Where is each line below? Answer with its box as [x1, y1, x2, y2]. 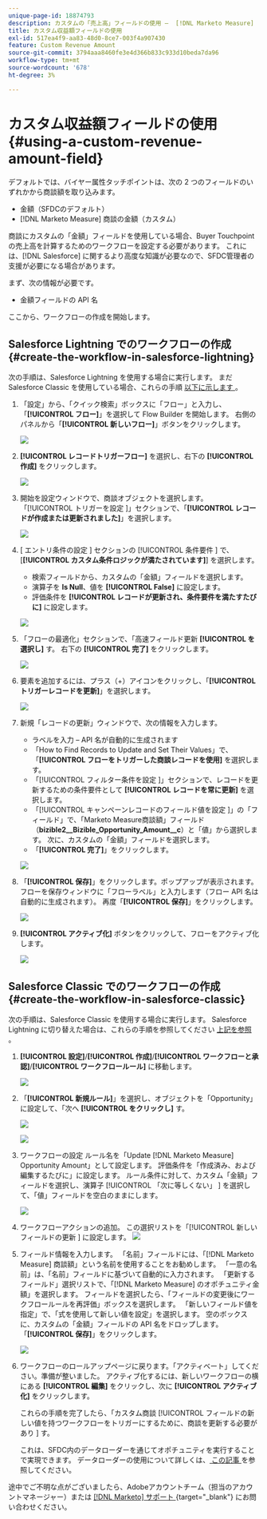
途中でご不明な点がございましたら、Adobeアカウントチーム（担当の [8, 1482, 233, 1492]
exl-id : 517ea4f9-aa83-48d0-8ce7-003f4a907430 [8, 34, 166, 42]
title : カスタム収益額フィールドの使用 [8, 26, 123, 34]
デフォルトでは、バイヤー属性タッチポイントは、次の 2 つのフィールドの [8, 177, 247, 186]
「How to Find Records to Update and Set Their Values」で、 [31, 745, 233, 755]
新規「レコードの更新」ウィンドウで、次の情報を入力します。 [19, 718, 222, 728]
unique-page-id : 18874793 [8, 11, 94, 20]
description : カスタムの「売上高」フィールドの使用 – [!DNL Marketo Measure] [8, 19, 255, 27]
